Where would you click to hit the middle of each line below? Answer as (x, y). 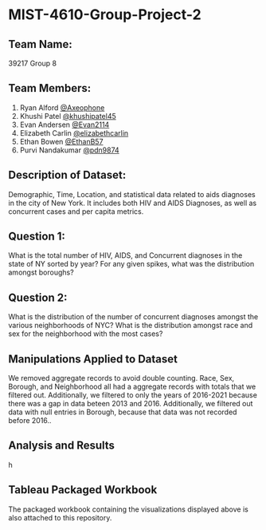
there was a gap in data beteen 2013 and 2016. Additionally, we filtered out (131, 404)
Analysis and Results (62, 446)
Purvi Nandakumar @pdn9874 (69, 150)
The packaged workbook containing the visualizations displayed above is (128, 509)
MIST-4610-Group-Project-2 (105, 15)
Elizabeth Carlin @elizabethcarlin (74, 132)
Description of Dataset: (67, 175)
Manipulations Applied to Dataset (93, 359)
